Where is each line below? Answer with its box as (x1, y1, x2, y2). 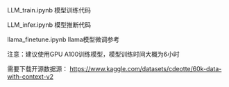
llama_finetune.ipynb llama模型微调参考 (7, 35, 120, 43)
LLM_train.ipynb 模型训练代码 (7, 6, 92, 14)
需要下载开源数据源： (7, 65, 68, 72)
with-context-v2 (7, 72, 54, 81)
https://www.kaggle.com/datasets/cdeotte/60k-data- (69, 65, 222, 72)
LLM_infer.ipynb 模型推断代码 (7, 21, 92, 29)
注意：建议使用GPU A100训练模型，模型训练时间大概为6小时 (7, 50, 180, 58)
